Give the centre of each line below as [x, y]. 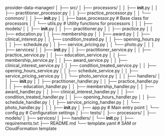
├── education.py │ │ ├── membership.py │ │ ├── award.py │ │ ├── [78, 34]
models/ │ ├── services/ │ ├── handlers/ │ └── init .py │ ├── [69, 118]
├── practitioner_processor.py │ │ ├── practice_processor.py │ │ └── [78, 13]
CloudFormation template [31, 128]
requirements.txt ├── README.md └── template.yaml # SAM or [71, 123]
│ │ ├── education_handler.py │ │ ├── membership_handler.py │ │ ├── [80, 86]
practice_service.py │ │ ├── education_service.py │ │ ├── [66, 55]
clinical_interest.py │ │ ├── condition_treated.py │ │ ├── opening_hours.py [83, 39]
